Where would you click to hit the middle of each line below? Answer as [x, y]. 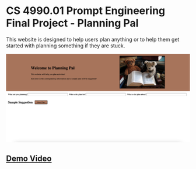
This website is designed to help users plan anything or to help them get [93, 39]
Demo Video [29, 158]
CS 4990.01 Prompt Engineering [86, 11]
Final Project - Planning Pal [72, 23]
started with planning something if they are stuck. [66, 46]
